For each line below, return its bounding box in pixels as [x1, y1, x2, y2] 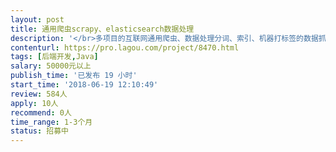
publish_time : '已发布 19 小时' [10, 71, 138, 81]
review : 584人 [10, 89, 68, 99]
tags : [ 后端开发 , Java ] [10, 52, 99, 62]
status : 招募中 [10, 126, 69, 136]
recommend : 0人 [10, 107, 72, 118]
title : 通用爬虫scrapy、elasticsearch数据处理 [10, 24, 195, 34]
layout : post [10, 14, 65, 25]
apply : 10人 [10, 98, 59, 108]
